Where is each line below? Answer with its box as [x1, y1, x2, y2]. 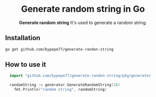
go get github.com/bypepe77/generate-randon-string [5, 47, 114, 52]
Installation [5, 34, 40, 42]
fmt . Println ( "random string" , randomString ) [14, 87, 107, 92]
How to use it [5, 60, 46, 69]
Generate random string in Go [21, 3, 145, 15]
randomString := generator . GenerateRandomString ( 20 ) [9, 82, 120, 88]
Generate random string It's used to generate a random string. [19, 20, 147, 25]
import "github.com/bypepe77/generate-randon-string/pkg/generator [9, 73, 152, 78]
